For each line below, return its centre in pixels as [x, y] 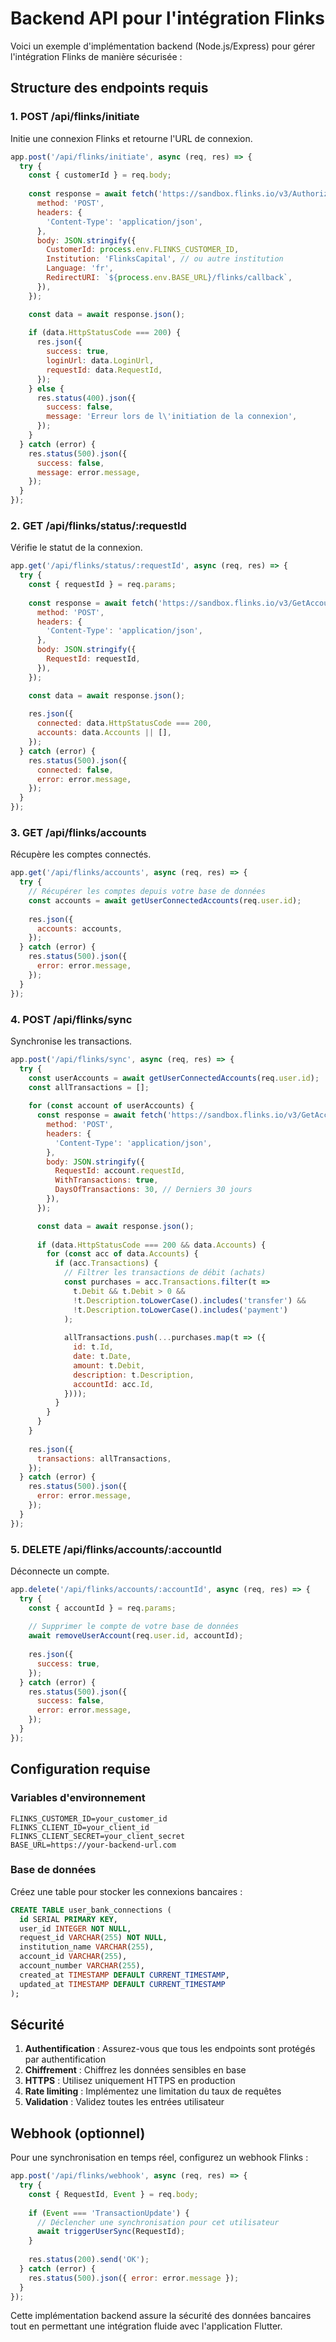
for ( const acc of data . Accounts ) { [122, 1254]
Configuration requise [80, 1769]
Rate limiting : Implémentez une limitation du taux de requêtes [153, 2091]
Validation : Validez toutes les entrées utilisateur [124, 2102]
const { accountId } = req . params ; [102, 1608]
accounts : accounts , [79, 928]
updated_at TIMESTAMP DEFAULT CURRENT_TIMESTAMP [122, 1984]
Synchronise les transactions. [71, 1041]
